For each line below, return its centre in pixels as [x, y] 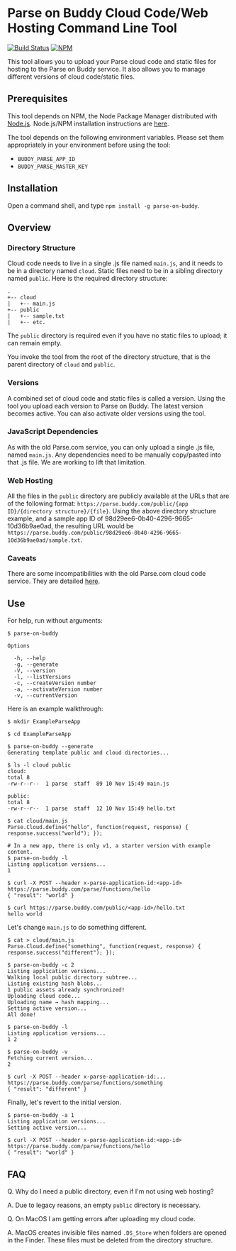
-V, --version [34, 671]
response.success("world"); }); [55, 834]
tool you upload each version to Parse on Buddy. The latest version [105, 406]
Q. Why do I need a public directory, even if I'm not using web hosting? [111, 1191]
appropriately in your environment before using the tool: [89, 145]
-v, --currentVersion [46, 696]
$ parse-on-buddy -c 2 [41, 965]
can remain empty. [35, 343]
